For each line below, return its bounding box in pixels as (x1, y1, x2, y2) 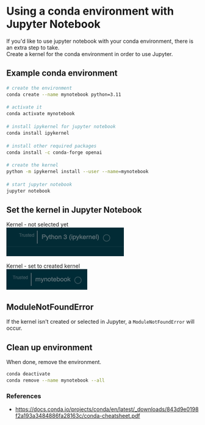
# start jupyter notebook (6, 181, 72, 187)
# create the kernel (6, 162, 59, 168)
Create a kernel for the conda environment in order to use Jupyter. (6, 50, 173, 57)
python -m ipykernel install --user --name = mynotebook (6, 169, 149, 175)
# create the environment (6, 85, 72, 91)
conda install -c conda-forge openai (6, 149, 103, 155)
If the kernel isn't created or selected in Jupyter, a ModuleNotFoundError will (6, 318, 195, 326)
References (6, 391, 41, 400)
